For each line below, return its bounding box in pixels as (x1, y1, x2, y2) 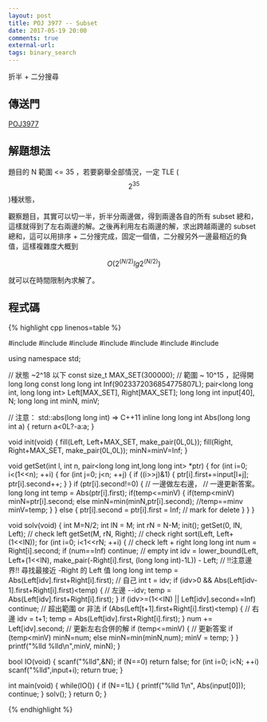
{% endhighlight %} (8, 704, 73, 714)
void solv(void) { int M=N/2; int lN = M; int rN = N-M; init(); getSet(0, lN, (8, 520, 243, 530)
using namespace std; (8, 353, 81, 363)
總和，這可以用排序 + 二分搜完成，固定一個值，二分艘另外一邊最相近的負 (8, 232, 248, 241)
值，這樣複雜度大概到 (8, 241, 78, 252)
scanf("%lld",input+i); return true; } (8, 664, 124, 675)
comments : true (8, 34, 59, 42)
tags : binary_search (8, 49, 77, 57)
